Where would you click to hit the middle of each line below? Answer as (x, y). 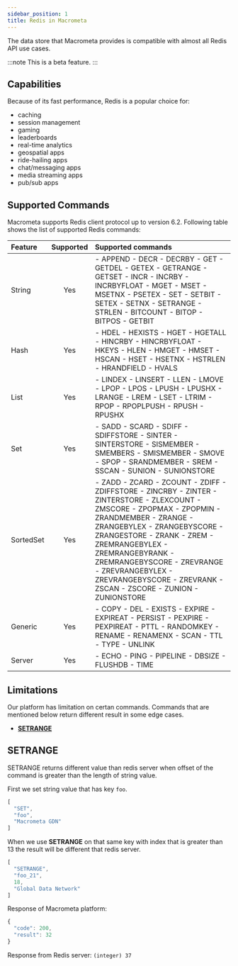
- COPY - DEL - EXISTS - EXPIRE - (155, 609)
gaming (29, 130)
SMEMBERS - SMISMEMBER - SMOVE (160, 453)
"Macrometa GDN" (38, 822)
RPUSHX (109, 415)
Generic (24, 627)
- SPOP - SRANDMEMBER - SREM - (157, 462)
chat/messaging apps (49, 168)
